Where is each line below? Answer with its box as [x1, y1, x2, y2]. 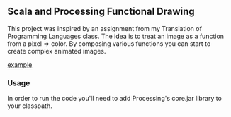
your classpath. [7, 101, 52, 110]
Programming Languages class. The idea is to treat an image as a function [7, 32, 225, 40]
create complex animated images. [7, 47, 106, 55]
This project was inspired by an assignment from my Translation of [7, 24, 202, 32]
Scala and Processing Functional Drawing [7, 6, 195, 18]
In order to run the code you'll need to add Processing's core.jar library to [7, 94, 222, 103]
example [7, 60, 33, 69]
